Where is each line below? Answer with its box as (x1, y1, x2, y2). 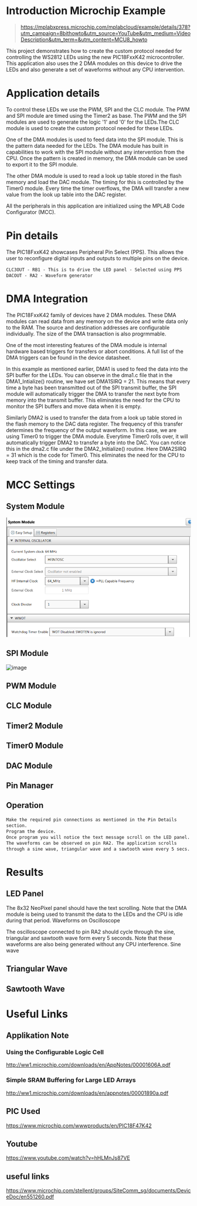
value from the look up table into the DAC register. (6, 191, 127, 198)
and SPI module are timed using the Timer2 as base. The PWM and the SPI (6, 112, 186, 119)
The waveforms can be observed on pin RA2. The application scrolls (6, 840, 177, 846)
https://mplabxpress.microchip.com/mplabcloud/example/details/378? (20, 23, 191, 30)
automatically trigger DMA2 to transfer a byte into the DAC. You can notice (6, 439, 186, 446)
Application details (6, 87, 100, 100)
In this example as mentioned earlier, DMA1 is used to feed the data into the (6, 365, 188, 372)
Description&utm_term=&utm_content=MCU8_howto (20, 36, 148, 43)
